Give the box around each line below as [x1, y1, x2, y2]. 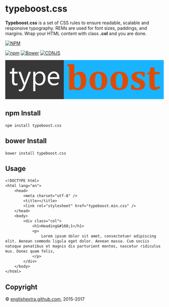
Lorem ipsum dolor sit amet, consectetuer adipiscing [41, 234, 156, 239]
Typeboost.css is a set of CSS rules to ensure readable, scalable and [5, 20, 149, 26]
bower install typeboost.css [5, 151, 66, 156]
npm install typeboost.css [5, 123, 62, 128]
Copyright [5, 283, 38, 291]
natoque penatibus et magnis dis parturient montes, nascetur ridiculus [5, 244, 161, 249]
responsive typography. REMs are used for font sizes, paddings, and [5, 25, 147, 31]
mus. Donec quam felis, [5, 249, 55, 254]
